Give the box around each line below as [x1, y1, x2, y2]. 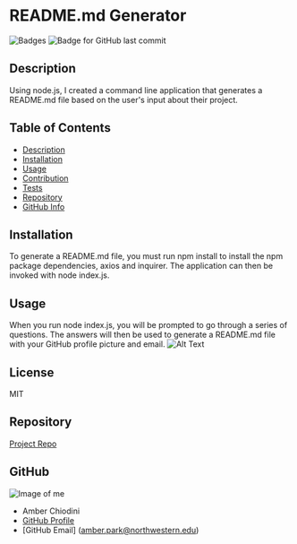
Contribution [21, 172, 69, 184]
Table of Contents [9, 120, 112, 135]
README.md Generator [9, 5, 187, 26]
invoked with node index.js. [9, 270, 110, 281]
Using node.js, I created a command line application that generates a [9, 84, 263, 95]
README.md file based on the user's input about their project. [9, 94, 239, 105]
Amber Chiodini [21, 505, 81, 516]
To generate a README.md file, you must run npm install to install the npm [9, 251, 284, 262]
